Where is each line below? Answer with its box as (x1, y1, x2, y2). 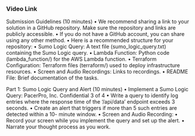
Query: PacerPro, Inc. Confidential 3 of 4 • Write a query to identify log (6, 92, 179, 99)
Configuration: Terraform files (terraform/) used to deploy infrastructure (6, 62, 180, 69)
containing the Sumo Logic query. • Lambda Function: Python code (6, 49, 170, 57)
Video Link (6, 5, 37, 13)
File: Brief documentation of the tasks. (6, 74, 99, 81)
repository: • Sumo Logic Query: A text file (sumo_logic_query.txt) (6, 43, 167, 50)
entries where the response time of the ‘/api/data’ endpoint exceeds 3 (6, 98, 176, 105)
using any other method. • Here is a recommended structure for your (6, 37, 174, 44)
